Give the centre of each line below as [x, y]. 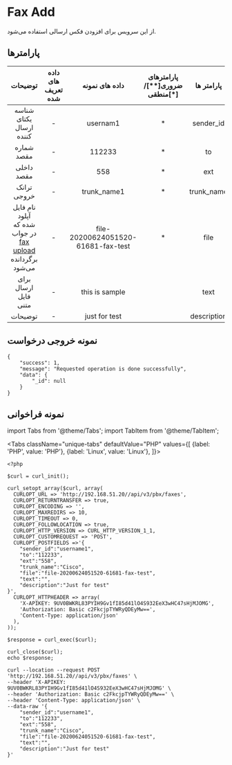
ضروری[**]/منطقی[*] [163, 90]
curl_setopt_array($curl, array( [55, 489]
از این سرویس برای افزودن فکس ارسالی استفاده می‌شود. [82, 31]
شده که [24, 224]
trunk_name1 [103, 191]
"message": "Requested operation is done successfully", [103, 369]
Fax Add [31, 12]
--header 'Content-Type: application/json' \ [74, 701]
